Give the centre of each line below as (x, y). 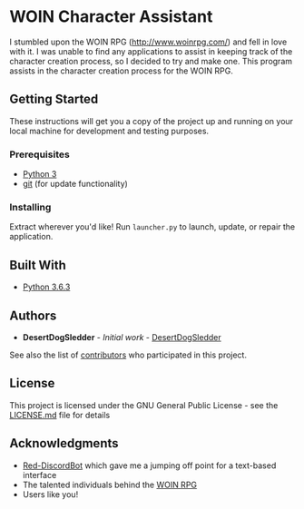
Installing (30, 207)
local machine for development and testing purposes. (109, 131)
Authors (33, 315)
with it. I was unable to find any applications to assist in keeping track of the (151, 51)
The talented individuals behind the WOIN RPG (110, 485)
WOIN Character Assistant (111, 17)
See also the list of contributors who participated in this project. (128, 355)
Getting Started (54, 99)
